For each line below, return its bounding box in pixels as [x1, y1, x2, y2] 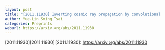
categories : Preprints [5, 21, 52, 26]
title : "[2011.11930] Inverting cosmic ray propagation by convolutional [5, 12, 161, 17]
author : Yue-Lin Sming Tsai [5, 16, 63, 21]
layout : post [5, 7, 32, 12]
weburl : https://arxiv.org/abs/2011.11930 [5, 26, 94, 31]
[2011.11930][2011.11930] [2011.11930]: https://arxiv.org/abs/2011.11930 [5, 39, 148, 45]
